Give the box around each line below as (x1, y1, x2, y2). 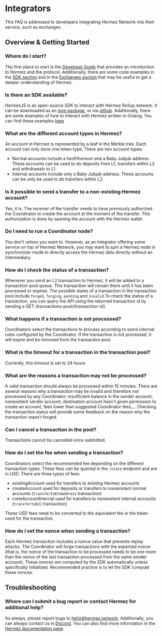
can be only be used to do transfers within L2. (12, 176, 104, 182)
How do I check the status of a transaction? (5, 267, 109, 273)
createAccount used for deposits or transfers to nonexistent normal (12, 485, 147, 491)
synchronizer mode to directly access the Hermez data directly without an (5, 249, 153, 255)
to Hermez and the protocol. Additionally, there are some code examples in (5, 69, 154, 75)
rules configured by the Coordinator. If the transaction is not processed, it (5, 332, 151, 337)
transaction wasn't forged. (5, 414, 58, 420)
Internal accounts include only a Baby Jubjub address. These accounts (12, 171, 154, 177)
